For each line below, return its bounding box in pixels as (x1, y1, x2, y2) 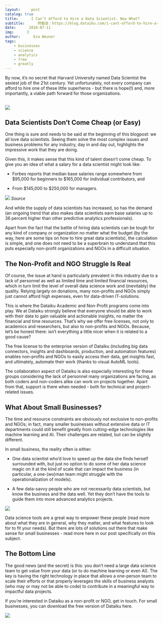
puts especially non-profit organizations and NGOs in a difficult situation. (5, 246, 151, 252)
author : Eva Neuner (5, 35, 55, 39)
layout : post (5, 7, 40, 12)
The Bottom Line (5, 549, 56, 558)
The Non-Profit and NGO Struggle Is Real (5, 259, 131, 268)
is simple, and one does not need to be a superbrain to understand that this (5, 240, 156, 246)
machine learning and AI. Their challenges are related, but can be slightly (5, 431, 151, 437)
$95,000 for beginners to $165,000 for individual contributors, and (12, 176, 145, 182)
